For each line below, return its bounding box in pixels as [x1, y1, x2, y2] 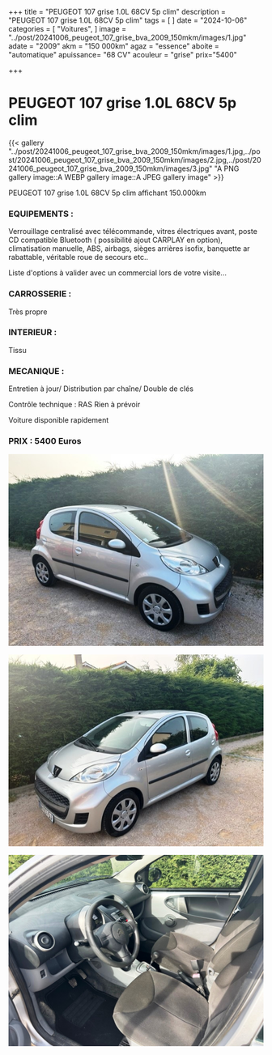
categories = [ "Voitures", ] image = [8, 24, 127, 33]
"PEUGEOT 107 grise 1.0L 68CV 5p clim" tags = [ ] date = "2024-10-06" [8, 15, 248, 25]
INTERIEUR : [8, 327, 57, 338]
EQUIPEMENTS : [8, 208, 74, 219]
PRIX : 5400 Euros [8, 436, 82, 447]
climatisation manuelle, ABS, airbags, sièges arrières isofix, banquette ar [8, 244, 250, 253]
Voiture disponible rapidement [8, 415, 109, 425]
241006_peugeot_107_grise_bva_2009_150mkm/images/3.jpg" [8, 164, 213, 173]
